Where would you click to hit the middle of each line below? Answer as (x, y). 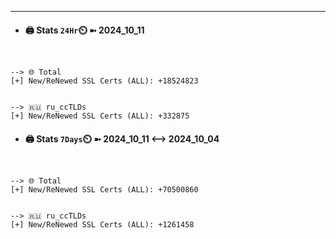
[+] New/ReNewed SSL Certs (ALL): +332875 (100, 116)
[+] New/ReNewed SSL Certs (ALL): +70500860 (104, 190)
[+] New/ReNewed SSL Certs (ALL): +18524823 (104, 81)
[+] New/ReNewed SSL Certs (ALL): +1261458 (102, 225)
